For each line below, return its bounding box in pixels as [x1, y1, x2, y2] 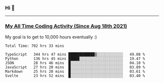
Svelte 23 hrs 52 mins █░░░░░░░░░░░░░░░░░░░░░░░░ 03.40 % [5, 73, 145, 78]
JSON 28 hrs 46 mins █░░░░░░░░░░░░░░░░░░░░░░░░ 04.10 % [5, 61, 145, 65]
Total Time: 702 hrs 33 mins [5, 43, 64, 48]
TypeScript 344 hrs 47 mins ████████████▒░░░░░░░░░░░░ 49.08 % [5, 52, 145, 57]
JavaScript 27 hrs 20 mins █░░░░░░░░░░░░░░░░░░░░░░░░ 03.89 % [5, 64, 145, 70]
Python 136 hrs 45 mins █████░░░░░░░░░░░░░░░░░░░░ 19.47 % [5, 56, 145, 61]
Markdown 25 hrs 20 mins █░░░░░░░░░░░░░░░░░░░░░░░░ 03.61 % [5, 69, 145, 74]
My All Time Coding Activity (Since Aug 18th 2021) [5, 23, 127, 30]
